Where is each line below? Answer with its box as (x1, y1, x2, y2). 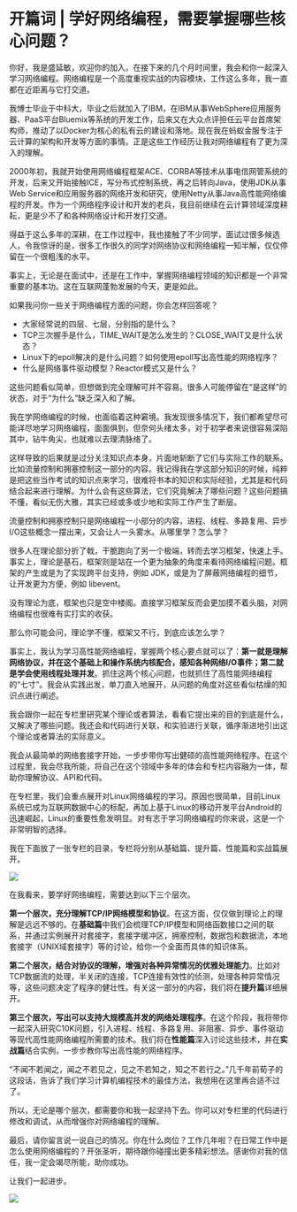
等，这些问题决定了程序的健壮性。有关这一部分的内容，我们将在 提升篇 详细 (9, 982, 280, 993)
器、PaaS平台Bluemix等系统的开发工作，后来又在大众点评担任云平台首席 (9, 113, 274, 125)
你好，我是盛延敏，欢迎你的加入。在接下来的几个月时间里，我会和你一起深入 (9, 62, 288, 73)
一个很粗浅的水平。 (24, 250, 95, 262)
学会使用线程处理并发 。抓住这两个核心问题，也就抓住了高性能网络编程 (16, 668, 272, 679)
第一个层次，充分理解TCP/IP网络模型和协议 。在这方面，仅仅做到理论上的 (9, 908, 276, 918)
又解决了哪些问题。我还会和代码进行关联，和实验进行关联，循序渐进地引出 (9, 719, 280, 731)
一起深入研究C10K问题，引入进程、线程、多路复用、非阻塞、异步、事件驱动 (9, 1023, 285, 1033)
